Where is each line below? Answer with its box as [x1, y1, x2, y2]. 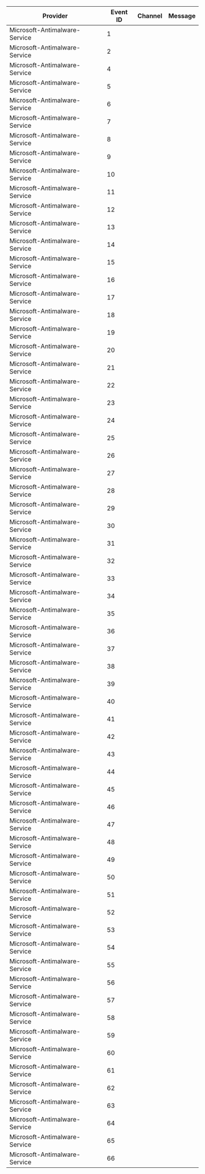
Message [168, 12, 196, 20]
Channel [137, 12, 163, 20]
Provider [42, 12, 68, 20]
